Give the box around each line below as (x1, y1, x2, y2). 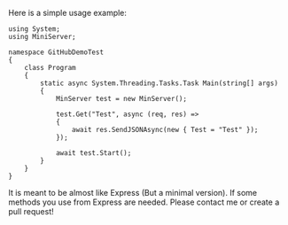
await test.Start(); (55, 149, 132, 158)
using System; (8, 25, 61, 34)
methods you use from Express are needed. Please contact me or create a (8, 197, 280, 207)
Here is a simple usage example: (8, 8, 128, 18)
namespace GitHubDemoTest (8, 48, 104, 57)
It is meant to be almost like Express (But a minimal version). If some (8, 188, 258, 198)
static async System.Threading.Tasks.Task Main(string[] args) (40, 79, 278, 88)
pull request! (8, 206, 54, 216)
